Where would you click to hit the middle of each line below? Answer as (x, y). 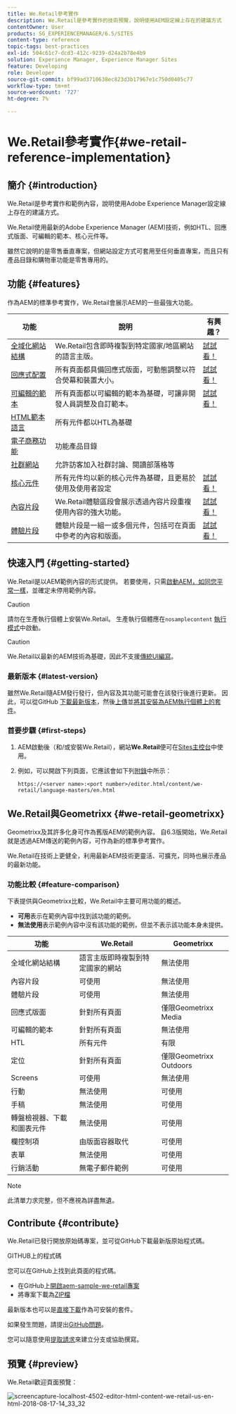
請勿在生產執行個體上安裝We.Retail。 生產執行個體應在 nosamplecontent (110, 619)
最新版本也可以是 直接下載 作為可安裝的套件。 (72, 1310)
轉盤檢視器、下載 (39, 1118)
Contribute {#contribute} (63, 1223)
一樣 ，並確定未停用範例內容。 (56, 590)
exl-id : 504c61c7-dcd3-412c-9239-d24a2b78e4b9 (77, 54)
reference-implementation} (89, 157)
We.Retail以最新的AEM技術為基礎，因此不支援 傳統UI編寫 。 (92, 656)
